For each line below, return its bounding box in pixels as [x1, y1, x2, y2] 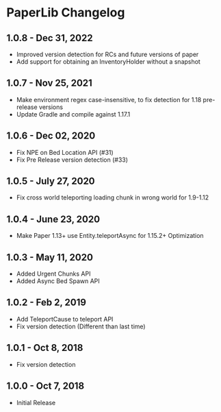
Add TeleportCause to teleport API [16, 315, 114, 323]
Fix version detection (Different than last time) [16, 322, 146, 330]
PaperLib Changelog [6, 5, 125, 21]
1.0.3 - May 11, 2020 [6, 252, 94, 263]
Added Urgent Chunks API [16, 269, 91, 278]
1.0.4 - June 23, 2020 [6, 213, 101, 225]
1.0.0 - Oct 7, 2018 [6, 380, 85, 392]
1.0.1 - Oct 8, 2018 [6, 342, 83, 354]
